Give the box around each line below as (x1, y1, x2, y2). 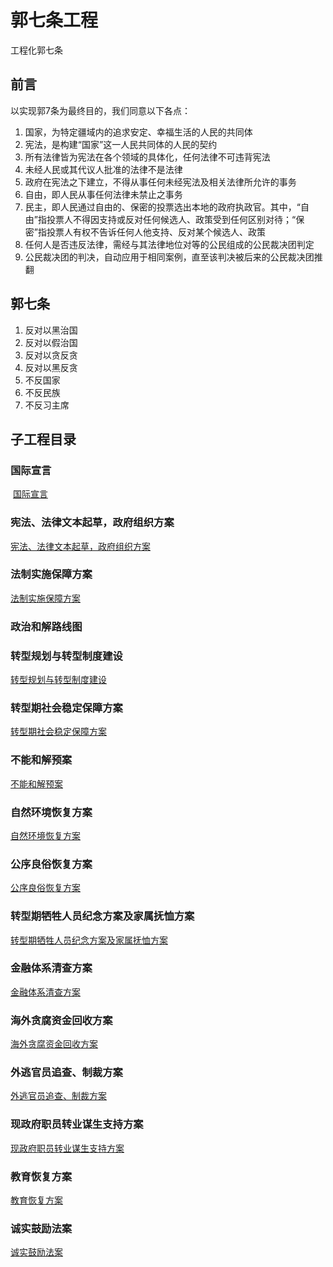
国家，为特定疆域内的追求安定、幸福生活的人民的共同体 (24, 126, 253, 138)
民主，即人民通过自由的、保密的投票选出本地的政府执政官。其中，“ (24, 201, 301, 213)
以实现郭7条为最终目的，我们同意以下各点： (10, 104, 191, 116)
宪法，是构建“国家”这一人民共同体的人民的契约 (24, 138, 218, 150)
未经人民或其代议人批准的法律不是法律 (24, 163, 183, 175)
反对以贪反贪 (24, 349, 78, 361)
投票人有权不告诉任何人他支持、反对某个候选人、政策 (46, 226, 266, 238)
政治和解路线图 (10, 619, 83, 633)
